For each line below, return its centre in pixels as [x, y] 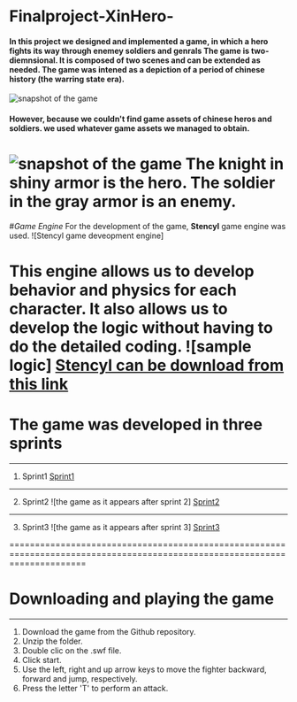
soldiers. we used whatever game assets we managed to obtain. [129, 128]
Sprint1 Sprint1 [48, 476]
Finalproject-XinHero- [91, 16]
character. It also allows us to [118, 309]
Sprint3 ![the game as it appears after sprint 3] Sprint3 [121, 528]
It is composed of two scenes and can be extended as [160, 60]
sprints [36, 444]
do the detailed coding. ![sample [130, 347]
